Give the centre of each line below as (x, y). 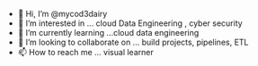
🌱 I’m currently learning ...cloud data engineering (108, 33)
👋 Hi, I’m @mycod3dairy (62, 14)
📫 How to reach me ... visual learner (86, 52)
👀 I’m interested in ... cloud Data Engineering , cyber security (130, 23)
